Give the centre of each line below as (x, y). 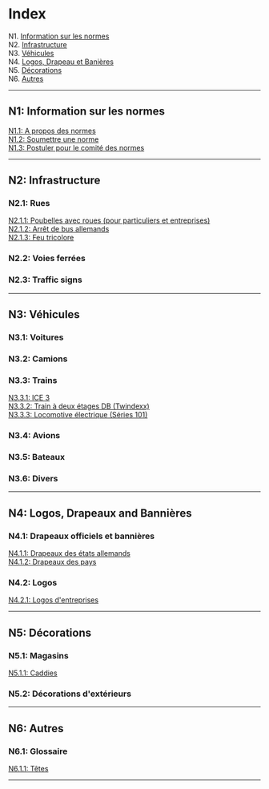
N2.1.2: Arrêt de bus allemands (59, 229)
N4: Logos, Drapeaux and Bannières (100, 513)
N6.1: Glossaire (38, 751)
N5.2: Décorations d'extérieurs (70, 694)
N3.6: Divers (33, 478)
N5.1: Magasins (39, 655)
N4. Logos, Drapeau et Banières (61, 62)
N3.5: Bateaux (37, 457)
